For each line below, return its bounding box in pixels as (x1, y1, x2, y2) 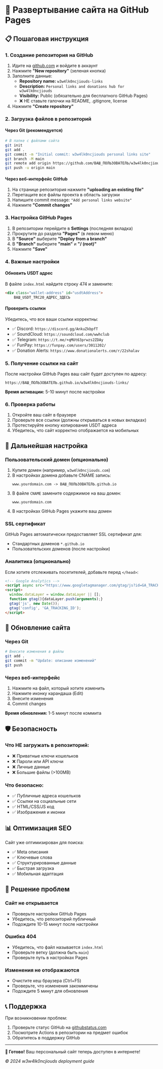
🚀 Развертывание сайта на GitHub (5, 4, 149, 16)
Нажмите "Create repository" (12, 103, 74, 109)
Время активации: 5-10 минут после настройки (5, 389, 105, 395)
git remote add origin (5, 161, 51, 166)
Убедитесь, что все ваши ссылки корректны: (5, 316, 98, 322)
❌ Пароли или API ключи (12, 758, 64, 764)
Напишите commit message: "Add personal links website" (12, 197, 132, 203)
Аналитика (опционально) (5, 558, 71, 565)
